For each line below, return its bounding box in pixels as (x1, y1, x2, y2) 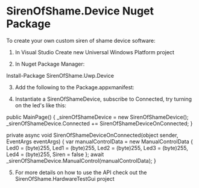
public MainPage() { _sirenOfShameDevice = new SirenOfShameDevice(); (6, 113, 189, 121)
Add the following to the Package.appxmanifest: (14, 83, 134, 91)
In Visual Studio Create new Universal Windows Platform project (14, 48, 175, 55)
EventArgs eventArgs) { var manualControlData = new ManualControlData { (6, 137, 194, 145)
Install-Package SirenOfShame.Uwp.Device (6, 72, 115, 79)
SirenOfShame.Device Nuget (6, 4, 154, 18)
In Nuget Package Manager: (14, 60, 85, 67)
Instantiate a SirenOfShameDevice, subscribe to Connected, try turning (14, 95, 192, 102)
